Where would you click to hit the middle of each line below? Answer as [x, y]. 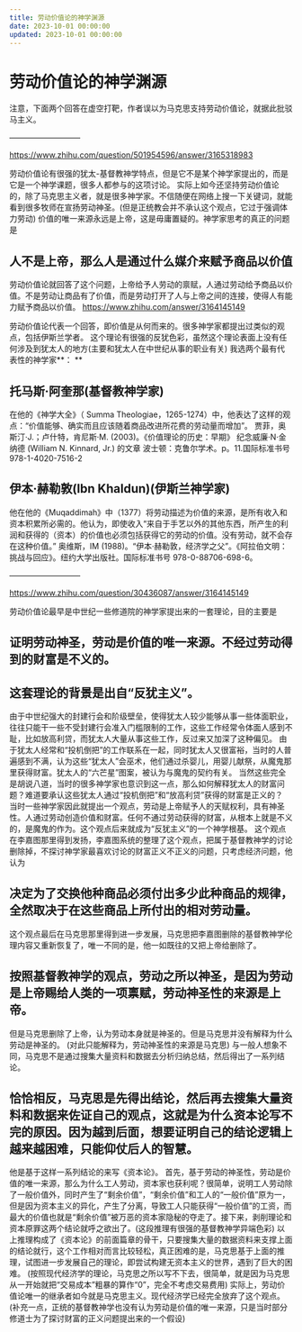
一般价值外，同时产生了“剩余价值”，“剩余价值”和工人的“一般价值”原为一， [153, 1195]
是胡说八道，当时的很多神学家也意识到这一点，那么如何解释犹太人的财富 [143, 784]
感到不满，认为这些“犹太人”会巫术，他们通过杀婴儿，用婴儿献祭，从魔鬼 [151, 761]
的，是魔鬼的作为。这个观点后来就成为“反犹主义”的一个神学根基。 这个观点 [148, 829]
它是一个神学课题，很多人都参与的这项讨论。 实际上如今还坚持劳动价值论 [144, 185]
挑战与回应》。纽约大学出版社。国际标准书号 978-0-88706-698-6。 [133, 557]
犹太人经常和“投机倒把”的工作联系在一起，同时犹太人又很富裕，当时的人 [151, 749]
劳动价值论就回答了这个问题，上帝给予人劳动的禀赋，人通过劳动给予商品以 [147, 285]
